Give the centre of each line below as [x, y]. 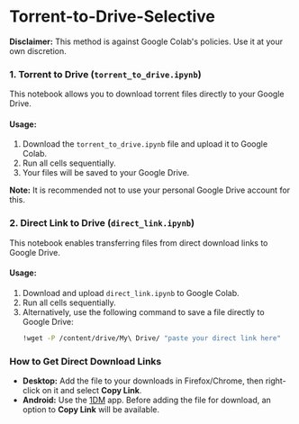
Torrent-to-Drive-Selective [113, 17]
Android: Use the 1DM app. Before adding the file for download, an [147, 400]
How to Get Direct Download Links [86, 361]
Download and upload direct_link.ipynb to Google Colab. [131, 293]
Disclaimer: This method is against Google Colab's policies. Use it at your [146, 41]
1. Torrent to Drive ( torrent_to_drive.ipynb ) [105, 74]
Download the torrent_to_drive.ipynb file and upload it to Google [145, 144]
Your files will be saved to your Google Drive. [106, 173]
